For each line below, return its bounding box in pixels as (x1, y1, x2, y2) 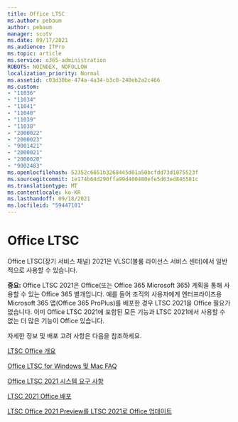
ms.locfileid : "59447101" (7, 202, 84, 210)
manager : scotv (7, 30, 53, 38)
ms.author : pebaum (7, 17, 62, 24)
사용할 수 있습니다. (26, 266, 78, 274)
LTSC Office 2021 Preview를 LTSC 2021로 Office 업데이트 (7, 406, 173, 416)
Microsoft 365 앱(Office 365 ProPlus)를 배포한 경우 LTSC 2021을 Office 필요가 (7, 298, 231, 307)
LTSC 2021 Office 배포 (7, 391, 72, 400)
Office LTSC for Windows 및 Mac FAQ (7, 362, 117, 370)
